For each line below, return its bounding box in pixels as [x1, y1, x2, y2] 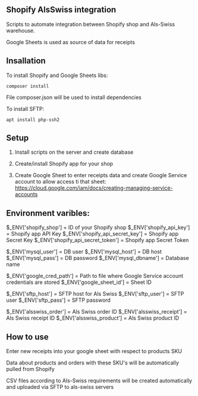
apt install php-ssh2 [6, 116, 60, 123]
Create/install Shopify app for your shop [14, 160, 114, 168]
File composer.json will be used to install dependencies [6, 94, 142, 101]
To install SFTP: [6, 105, 45, 112]
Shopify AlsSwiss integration [6, 5, 117, 15]
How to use [6, 332, 49, 342]
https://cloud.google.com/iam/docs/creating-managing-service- [14, 184, 174, 191]
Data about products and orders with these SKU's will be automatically [6, 359, 180, 366]
